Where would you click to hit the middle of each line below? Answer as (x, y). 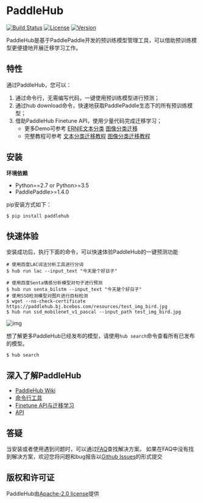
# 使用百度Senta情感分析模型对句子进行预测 (55, 283)
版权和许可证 (30, 478)
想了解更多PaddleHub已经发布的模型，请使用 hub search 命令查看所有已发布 (101, 336)
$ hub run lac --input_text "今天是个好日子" (62, 271)
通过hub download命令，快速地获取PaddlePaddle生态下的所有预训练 (101, 105)
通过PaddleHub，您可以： (39, 85)
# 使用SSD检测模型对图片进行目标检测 (47, 296)
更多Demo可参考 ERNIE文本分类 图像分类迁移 (81, 128)
